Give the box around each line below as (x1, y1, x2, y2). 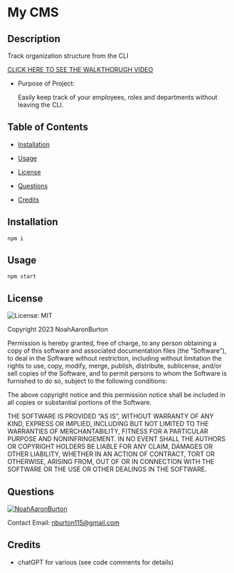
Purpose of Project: (17, 79, 75, 88)
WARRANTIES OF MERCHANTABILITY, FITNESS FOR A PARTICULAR (7, 427, 208, 435)
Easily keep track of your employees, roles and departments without (17, 93, 218, 101)
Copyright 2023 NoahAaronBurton (7, 325, 108, 334)
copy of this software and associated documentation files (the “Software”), (7, 346, 227, 355)
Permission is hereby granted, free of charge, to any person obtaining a (7, 339, 217, 348)
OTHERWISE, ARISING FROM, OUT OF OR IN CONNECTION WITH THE (7, 458, 215, 466)
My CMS (7, 4, 59, 21)
